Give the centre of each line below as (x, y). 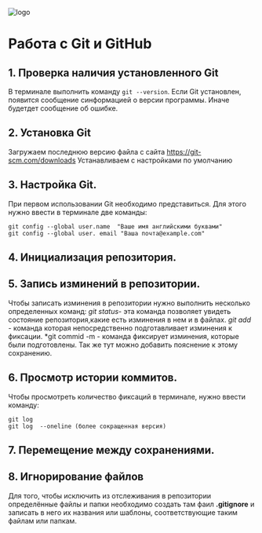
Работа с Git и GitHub (80, 44)
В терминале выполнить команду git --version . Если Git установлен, (125, 91)
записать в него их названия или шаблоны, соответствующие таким (123, 512)
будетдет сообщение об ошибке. (63, 108)
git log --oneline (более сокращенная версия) (87, 426)
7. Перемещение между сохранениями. (111, 450)
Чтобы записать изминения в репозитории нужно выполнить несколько (129, 303)
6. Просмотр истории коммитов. (93, 378)
